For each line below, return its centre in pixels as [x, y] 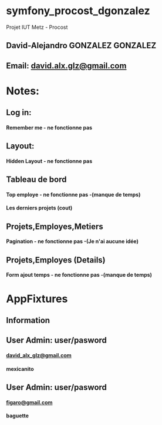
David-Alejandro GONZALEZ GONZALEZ [81, 46]
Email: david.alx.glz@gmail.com [66, 66]
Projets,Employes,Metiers [55, 226]
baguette [18, 416]
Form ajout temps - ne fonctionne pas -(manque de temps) [79, 275]
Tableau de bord [36, 180]
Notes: [23, 91]
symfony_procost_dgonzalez [78, 11]
